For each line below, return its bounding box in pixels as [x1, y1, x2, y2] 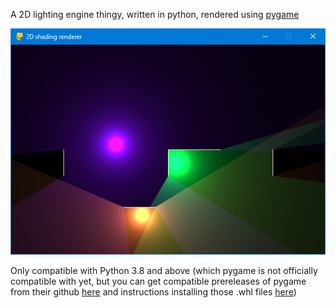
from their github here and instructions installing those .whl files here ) [10, 285, 297, 298]
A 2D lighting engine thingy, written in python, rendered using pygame [10, 9, 300, 20]
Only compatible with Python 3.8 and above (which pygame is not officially [10, 264, 318, 276]
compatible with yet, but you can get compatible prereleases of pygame [10, 275, 307, 287]
